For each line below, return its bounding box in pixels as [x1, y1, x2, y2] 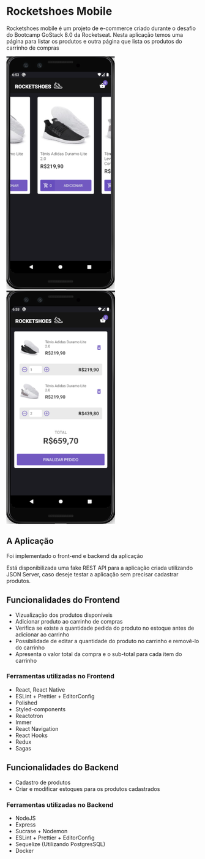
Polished [15, 699, 38, 706]
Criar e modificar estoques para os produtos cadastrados [15, 785, 160, 792]
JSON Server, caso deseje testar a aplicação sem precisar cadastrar [6, 570, 179, 578]
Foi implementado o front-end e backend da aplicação [6, 552, 144, 559]
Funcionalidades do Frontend [6, 595, 121, 605]
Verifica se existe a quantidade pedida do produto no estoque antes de [15, 624, 195, 632]
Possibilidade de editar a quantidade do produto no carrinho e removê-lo [15, 637, 199, 644]
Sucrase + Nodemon [15, 827, 68, 834]
